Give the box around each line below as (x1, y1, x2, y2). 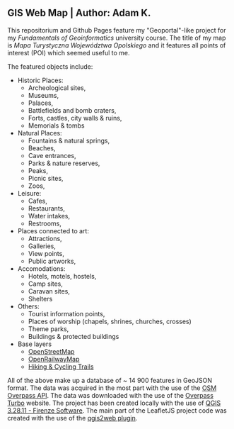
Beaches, (28, 143, 56, 152)
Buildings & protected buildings (28, 332, 119, 340)
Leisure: (17, 189, 42, 197)
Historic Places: (17, 76, 64, 84)
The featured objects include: (7, 62, 93, 71)
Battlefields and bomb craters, (28, 106, 117, 114)
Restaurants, (28, 204, 66, 213)
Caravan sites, (28, 286, 71, 295)
